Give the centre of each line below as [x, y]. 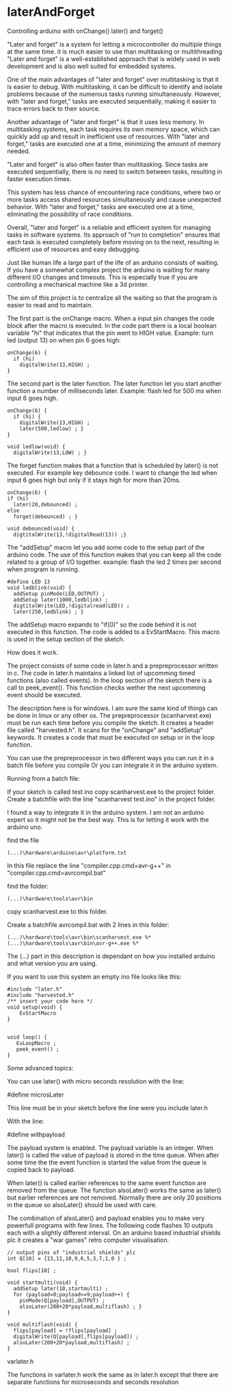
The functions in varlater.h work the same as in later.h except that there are [113, 1374]
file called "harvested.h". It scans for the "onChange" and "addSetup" [105, 730]
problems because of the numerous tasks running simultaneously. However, [114, 94]
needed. [19, 151]
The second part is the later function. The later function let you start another [114, 383]
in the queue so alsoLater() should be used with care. [82, 1204]
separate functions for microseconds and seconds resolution [93, 1382]
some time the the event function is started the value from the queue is [107, 1162]
